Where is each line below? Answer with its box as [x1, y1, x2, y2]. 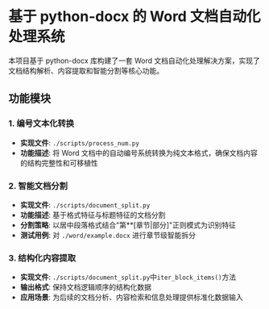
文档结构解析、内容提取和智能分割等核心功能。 [8, 65, 163, 75]
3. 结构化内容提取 [8, 252, 77, 263]
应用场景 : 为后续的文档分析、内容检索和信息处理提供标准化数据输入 [19, 292, 243, 303]
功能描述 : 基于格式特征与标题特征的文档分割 [19, 210, 166, 219]
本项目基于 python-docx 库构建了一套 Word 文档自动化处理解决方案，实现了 [8, 56, 260, 65]
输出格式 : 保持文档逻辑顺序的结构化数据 [19, 282, 151, 292]
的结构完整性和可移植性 [19, 158, 98, 168]
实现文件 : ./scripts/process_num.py [19, 138, 139, 148]
